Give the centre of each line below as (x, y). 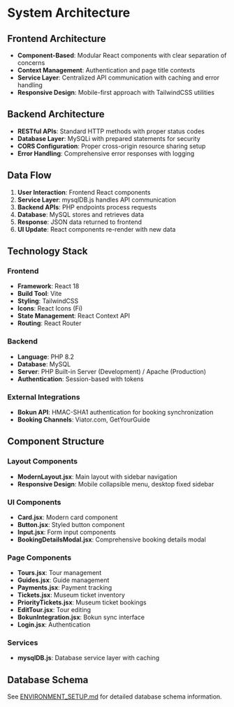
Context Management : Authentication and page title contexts (106, 70)
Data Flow (29, 176)
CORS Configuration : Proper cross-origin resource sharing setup (111, 146)
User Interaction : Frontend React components (84, 192)
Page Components (39, 558)
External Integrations (44, 397)
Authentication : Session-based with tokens (81, 379)
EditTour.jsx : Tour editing (54, 610)
